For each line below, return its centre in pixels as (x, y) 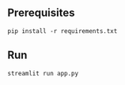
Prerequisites (41, 13)
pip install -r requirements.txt (62, 31)
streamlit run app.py (43, 73)
